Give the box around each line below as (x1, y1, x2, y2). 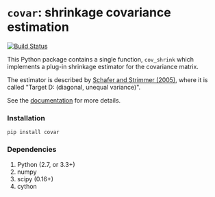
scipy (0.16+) (16, 174, 53, 183)
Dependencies (7, 145, 57, 155)
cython (16, 182, 38, 190)
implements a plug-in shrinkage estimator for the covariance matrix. (7, 62, 199, 70)
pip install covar (7, 129, 60, 136)
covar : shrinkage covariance (7, 5, 171, 21)
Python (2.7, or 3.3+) (16, 160, 75, 168)
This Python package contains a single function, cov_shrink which (7, 55, 194, 63)
